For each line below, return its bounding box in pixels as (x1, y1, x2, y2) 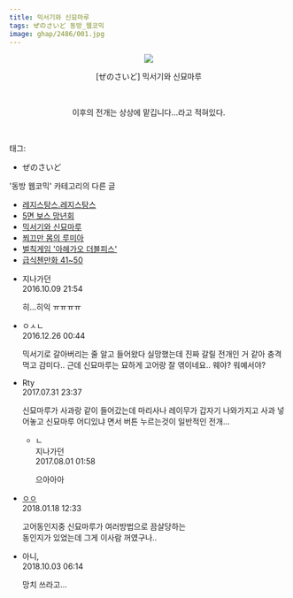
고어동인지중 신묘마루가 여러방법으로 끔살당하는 (21, 521, 186, 532)
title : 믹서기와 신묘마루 (9, 12, 90, 22)
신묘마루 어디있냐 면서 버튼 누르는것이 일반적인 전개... (45, 417, 230, 427)
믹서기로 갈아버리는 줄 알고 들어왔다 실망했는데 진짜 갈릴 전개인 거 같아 (21, 349, 266, 359)
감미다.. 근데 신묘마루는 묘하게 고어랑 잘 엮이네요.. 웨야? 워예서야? (38, 360, 266, 371)
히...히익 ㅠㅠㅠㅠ (21, 302, 81, 312)
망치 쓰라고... (21, 579, 68, 590)
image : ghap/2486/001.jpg (9, 29, 104, 38)
